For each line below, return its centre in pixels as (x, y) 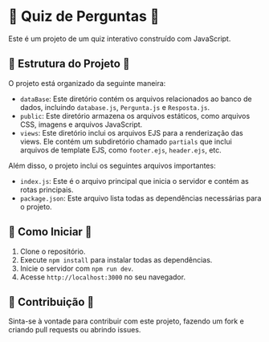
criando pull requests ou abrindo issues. (75, 330)
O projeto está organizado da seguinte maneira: (87, 83)
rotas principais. (47, 189)
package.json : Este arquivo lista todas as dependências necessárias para (141, 198)
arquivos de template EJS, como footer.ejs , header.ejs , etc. (121, 150)
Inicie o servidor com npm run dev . (77, 268)
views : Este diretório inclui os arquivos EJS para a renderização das (131, 132)
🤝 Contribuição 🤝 (51, 301)
